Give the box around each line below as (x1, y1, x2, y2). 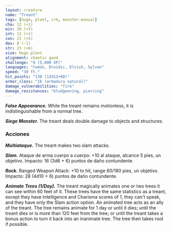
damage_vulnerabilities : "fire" (5, 83, 74, 89)
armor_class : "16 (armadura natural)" (5, 79, 88, 84)
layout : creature (5, 7, 42, 13)
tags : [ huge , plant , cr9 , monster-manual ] (5, 17, 97, 22)
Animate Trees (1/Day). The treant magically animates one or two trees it (5, 183, 160, 189)
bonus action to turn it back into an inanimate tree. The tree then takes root (5, 216, 164, 222)
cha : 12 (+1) (5, 22, 33, 27)
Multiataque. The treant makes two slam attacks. (5, 142, 110, 149)
